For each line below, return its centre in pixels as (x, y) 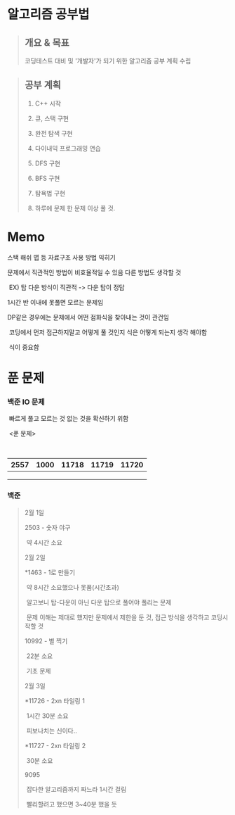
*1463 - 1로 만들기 (50, 572)
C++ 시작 (48, 103)
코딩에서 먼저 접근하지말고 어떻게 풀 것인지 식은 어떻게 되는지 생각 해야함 (108, 332)
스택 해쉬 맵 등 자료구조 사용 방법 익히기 (61, 257)
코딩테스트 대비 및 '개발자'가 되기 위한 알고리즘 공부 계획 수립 (108, 61)
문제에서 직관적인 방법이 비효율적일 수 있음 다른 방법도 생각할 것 (94, 272)
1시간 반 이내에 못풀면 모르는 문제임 (55, 302)
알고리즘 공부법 (48, 14)
